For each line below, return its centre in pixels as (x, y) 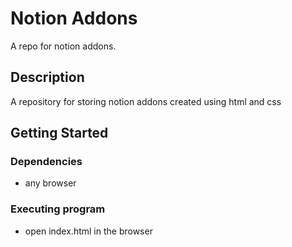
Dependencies (46, 162)
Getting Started (59, 133)
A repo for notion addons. (63, 46)
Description (47, 77)
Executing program (58, 209)
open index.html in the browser (88, 231)
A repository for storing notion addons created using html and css (146, 101)
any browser (50, 183)
